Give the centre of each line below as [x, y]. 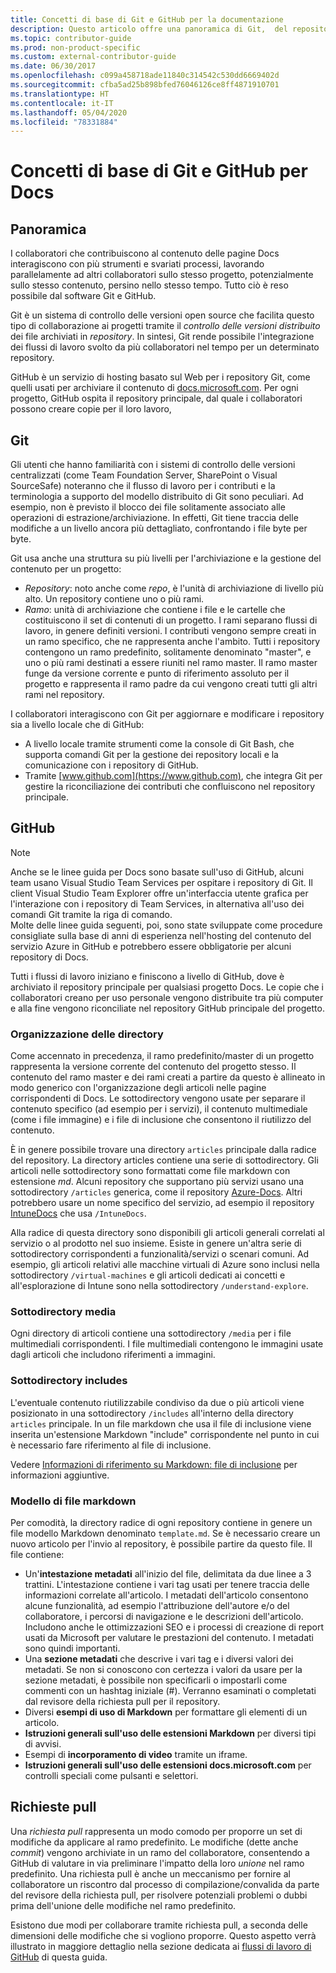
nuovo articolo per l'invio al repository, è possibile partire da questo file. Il [161, 1544]
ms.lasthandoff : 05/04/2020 [69, 112]
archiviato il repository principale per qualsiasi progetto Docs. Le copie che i [167, 987]
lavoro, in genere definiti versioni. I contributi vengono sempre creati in [170, 631]
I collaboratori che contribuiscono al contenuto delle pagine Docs [145, 253]
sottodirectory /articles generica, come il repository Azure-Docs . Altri [156, 1192]
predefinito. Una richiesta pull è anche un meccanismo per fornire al [150, 1873]
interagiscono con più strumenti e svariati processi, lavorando [137, 264]
